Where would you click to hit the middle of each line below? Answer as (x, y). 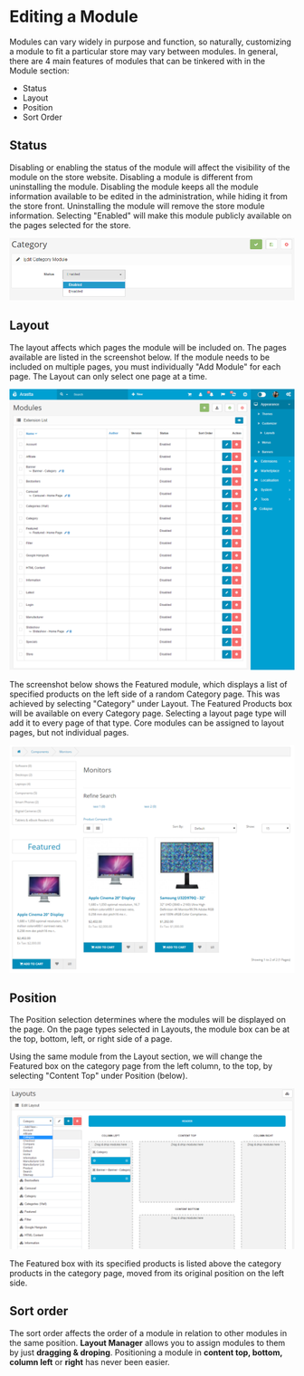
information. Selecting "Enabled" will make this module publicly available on (151, 216)
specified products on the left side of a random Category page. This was (145, 694)
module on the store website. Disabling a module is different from (131, 177)
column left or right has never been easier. (90, 1362)
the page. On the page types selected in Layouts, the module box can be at (150, 1029)
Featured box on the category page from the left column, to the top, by (141, 1066)
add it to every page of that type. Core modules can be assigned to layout (147, 723)
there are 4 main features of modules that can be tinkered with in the (137, 61)
